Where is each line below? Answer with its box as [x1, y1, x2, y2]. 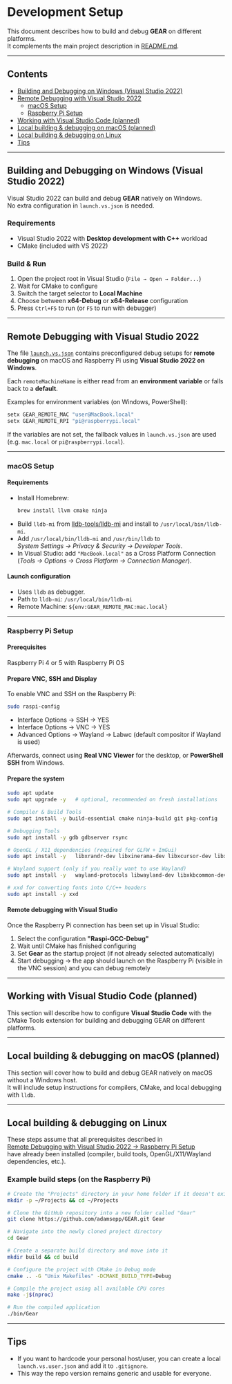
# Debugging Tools [7, 828, 60, 835]
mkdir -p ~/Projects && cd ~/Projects [7, 1196, 119, 1204]
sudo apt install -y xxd [7, 891, 79, 898]
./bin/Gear [7, 1311, 39, 1318]
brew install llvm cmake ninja [17, 507, 108, 514]
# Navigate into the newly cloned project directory [7, 1228, 162, 1235]
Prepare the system [7, 774, 65, 783]
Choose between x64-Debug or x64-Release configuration [17, 297, 188, 305]
